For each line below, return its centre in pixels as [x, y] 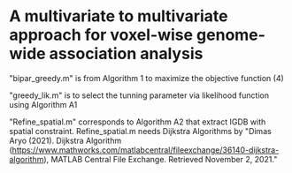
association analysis [126, 54]
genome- [231, 35]
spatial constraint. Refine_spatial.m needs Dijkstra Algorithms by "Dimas [140, 131]
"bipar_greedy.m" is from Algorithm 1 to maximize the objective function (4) [147, 78]
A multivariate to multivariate [119, 16]
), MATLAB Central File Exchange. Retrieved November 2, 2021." [161, 159]
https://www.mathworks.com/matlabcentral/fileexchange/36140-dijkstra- [146, 150]
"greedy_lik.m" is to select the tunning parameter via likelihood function [139, 95]
